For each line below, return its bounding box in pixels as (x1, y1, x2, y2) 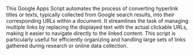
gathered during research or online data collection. (6, 42, 128, 49)
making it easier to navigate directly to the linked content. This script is (6, 30, 176, 37)
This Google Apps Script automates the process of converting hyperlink (6, 5, 179, 12)
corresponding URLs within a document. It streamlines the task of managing (6, 18, 189, 24)
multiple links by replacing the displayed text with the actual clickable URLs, (6, 23, 188, 30)
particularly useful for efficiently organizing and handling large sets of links (6, 36, 186, 43)
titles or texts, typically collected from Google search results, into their (6, 11, 175, 18)
